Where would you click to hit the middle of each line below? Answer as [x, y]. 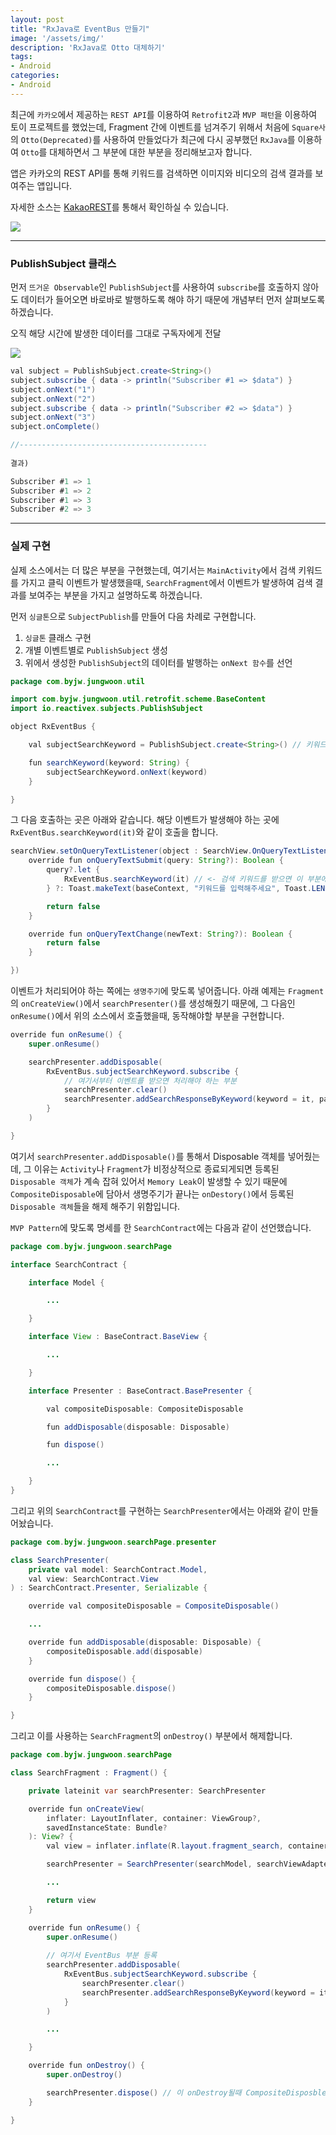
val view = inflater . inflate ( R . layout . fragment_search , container [187, 1846]
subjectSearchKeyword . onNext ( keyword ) [127, 772]
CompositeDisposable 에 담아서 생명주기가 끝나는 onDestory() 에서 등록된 [152, 1193]
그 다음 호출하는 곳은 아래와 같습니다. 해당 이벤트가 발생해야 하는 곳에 [145, 820]
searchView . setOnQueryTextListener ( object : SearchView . [131, 851]
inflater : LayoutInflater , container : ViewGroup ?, [154, 1818]
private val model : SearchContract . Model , [118, 1569]
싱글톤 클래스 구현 [58, 637]
